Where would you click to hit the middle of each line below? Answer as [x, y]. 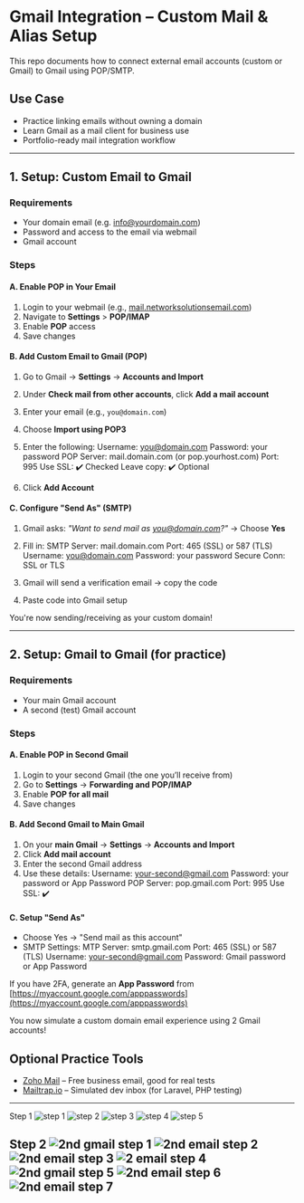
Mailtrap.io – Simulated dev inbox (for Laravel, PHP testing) [132, 1090]
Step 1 [21, 1116]
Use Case [37, 99]
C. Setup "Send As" [47, 917]
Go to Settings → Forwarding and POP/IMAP [107, 784]
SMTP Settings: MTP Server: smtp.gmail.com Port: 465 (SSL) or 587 [150, 947]
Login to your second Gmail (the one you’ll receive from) [128, 775]
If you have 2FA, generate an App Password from [102, 984]
